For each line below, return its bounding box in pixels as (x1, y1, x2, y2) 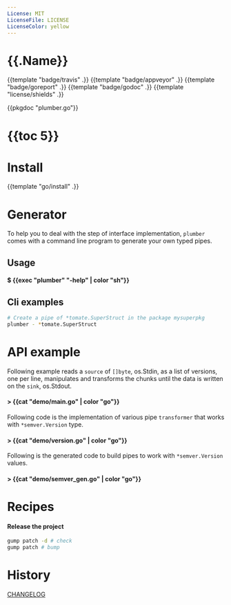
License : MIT (7, 10, 45, 17)
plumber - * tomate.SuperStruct (7, 321, 97, 328)
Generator (7, 207, 67, 222)
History (7, 568, 51, 583)
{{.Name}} (7, 53, 69, 68)
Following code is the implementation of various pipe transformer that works (7, 413, 225, 422)
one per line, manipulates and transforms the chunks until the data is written (7, 374, 223, 382)
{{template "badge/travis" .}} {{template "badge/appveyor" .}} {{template (7, 75, 215, 84)
